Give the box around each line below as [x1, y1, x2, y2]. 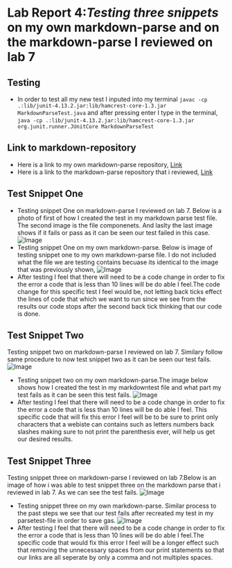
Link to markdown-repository [7, 142, 136, 154]
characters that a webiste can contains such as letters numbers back [17, 420, 215, 429]
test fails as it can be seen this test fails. [17, 390, 132, 399]
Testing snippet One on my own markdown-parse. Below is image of [17, 243, 213, 251]
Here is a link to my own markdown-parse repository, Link [17, 160, 183, 169]
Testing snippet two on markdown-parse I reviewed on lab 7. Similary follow [7, 348, 223, 356]
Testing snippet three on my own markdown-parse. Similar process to [17, 501, 217, 510]
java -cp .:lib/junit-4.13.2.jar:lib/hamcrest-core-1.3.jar [17, 117, 195, 124]
